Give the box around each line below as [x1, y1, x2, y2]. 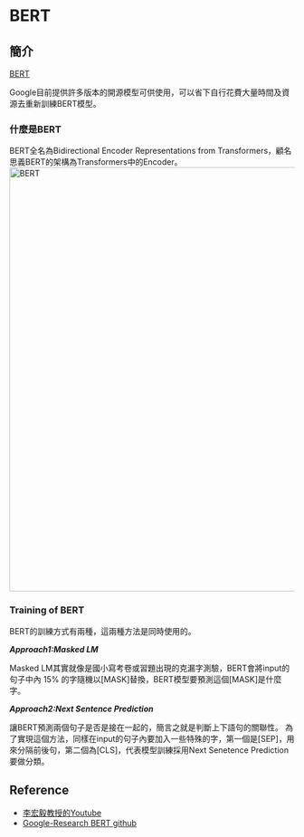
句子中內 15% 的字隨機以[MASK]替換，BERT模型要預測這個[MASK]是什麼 [9, 673, 282, 684]
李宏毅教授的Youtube [22, 807, 102, 819]
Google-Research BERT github [22, 818, 138, 829]
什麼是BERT [9, 123, 62, 136]
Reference [9, 782, 70, 797]
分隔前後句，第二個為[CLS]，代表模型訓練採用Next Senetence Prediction [16, 744, 290, 756]
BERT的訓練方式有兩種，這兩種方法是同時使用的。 [9, 625, 196, 636]
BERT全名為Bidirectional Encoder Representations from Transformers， [9, 146, 276, 157]
